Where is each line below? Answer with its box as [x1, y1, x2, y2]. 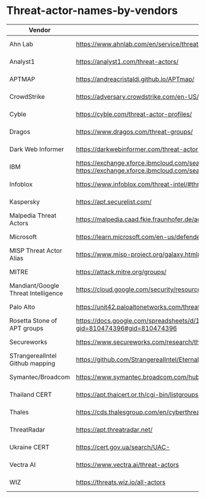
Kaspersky [9, 197, 40, 206]
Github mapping [9, 359, 56, 368]
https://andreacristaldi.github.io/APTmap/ [76, 74, 195, 83]
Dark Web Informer [9, 144, 64, 153]
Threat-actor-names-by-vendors [6, 4, 178, 18]
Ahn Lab [9, 40, 34, 48]
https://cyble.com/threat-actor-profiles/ [76, 110, 192, 118]
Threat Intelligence [9, 289, 63, 297]
